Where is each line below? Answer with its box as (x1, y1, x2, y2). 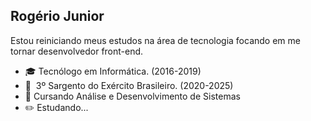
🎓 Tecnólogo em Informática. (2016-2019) (24, 65, 202, 77)
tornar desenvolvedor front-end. (10, 45, 144, 57)
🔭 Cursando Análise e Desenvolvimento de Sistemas (24, 90, 241, 102)
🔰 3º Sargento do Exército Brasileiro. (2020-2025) (24, 79, 234, 91)
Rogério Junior (10, 8, 105, 25)
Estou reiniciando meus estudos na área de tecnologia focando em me (10, 34, 301, 46)
